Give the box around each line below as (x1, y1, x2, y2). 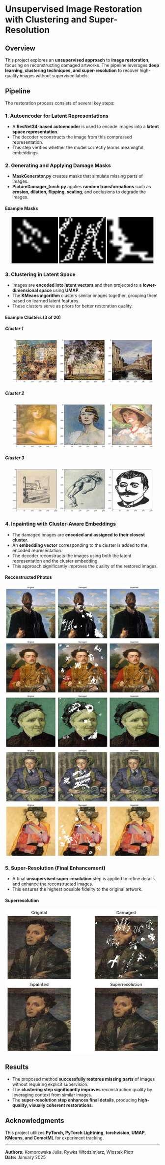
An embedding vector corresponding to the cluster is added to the (12, 542, 148, 548)
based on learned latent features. (12, 298, 80, 304)
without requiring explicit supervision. (12, 1081, 89, 1087)
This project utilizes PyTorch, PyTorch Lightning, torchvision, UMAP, (5, 1130, 146, 1135)
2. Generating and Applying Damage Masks (5, 162, 111, 169)
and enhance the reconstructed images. (12, 881, 93, 887)
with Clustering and (5, 14, 87, 25)
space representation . (12, 129, 59, 135)
